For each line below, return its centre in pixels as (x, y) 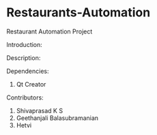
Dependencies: (28, 71)
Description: (24, 58)
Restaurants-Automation (78, 13)
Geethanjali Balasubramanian (57, 118)
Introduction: (24, 44)
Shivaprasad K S (39, 110)
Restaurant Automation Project (49, 31)
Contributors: (25, 97)
